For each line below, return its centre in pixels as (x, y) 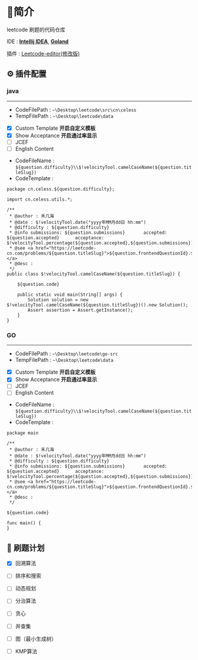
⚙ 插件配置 (26, 74)
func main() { (24, 523)
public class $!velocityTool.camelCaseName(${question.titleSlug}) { (94, 274)
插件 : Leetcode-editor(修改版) (43, 53)
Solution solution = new (58, 300)
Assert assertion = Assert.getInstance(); (80, 310)
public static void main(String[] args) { (70, 295)
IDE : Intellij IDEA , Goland (38, 41)
